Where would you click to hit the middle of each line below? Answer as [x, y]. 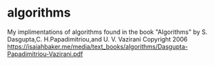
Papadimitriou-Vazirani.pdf [45, 54]
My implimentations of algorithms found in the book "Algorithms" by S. [107, 32]
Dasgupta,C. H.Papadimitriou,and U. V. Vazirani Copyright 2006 [97, 39]
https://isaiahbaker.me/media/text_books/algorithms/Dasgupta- [98, 46]
